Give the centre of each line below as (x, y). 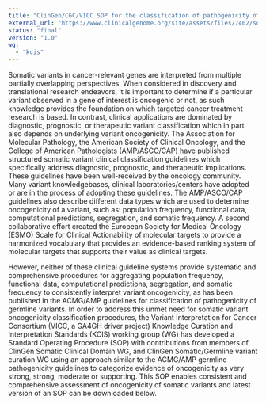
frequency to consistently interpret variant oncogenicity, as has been (121, 292)
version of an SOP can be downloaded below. (82, 393)
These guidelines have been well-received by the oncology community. (125, 176)
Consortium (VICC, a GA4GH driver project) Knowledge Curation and (121, 326)
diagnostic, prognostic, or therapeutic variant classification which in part (126, 125)
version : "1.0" (33, 38)
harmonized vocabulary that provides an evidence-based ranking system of (132, 243)
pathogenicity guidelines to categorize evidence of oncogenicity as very (126, 368)
